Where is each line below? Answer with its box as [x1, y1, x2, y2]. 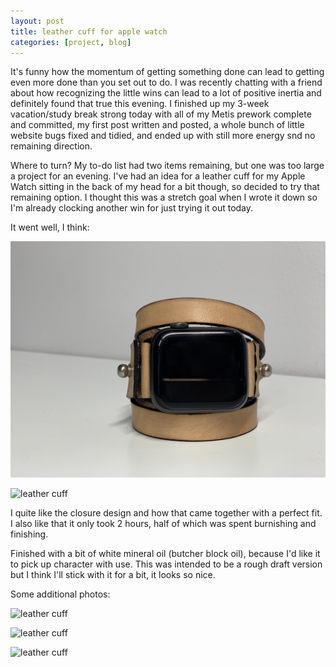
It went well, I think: [10, 221, 90, 234]
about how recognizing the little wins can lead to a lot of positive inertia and [10, 87, 322, 99]
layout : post [10, 16, 65, 26]
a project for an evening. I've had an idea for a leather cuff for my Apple [10, 170, 306, 182]
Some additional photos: [10, 588, 111, 600]
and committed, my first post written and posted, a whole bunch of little [10, 119, 305, 131]
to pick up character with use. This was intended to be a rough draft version [10, 558, 323, 570]
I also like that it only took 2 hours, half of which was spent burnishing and [10, 518, 317, 530]
